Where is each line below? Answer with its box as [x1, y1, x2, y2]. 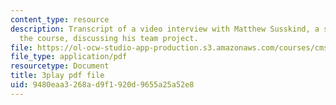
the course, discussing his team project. [19, 33, 199, 43]
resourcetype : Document [10, 61, 110, 71]
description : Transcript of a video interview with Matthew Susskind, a [10, 24, 320, 34]
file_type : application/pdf [10, 52, 128, 62]
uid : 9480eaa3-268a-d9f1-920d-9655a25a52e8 [10, 80, 195, 90]
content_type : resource [10, 14, 110, 25]
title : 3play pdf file [10, 71, 105, 81]
